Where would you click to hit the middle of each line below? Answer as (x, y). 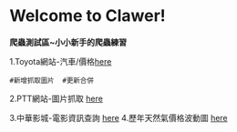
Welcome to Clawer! (88, 16)
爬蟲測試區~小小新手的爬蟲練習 (68, 42)
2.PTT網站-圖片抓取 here (56, 98)
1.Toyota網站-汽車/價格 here (61, 61)
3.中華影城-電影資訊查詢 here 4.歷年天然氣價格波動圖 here (118, 117)
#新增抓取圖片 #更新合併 (52, 80)
